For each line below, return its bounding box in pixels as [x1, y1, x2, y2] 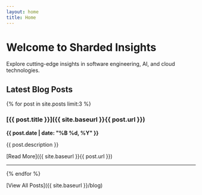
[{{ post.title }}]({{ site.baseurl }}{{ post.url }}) [6, 115, 145, 124]
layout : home [6, 8, 39, 15]
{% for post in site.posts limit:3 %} [6, 100, 91, 107]
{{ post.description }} [6, 141, 59, 148]
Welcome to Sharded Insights [6, 40, 156, 54]
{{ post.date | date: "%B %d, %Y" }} [6, 129, 99, 136]
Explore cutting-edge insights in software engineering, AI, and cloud [6, 60, 176, 68]
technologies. [6, 67, 40, 74]
